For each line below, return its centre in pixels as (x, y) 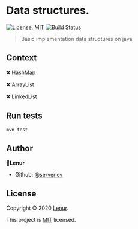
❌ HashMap (21, 72)
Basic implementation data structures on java (77, 39)
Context (22, 58)
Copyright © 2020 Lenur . (37, 208)
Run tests (24, 116)
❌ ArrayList (20, 84)
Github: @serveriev (39, 175)
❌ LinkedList (22, 96)
